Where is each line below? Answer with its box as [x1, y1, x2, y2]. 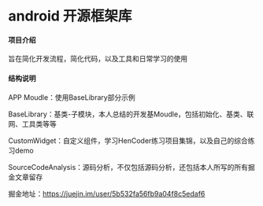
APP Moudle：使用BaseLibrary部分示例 [8, 92, 135, 102]
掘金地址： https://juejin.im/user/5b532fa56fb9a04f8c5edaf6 [8, 189, 206, 198]
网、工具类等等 [8, 119, 57, 128]
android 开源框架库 [8, 7, 132, 25]
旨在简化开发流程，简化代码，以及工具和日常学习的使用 [8, 54, 187, 64]
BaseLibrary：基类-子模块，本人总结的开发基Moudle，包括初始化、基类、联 [8, 109, 254, 119]
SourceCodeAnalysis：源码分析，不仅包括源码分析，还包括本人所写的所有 [8, 162, 249, 171]
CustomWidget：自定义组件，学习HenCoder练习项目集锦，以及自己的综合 [8, 135, 248, 145]
